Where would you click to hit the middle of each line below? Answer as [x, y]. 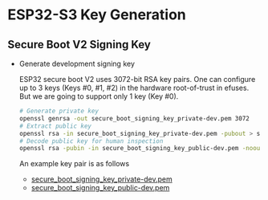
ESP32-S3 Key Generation [97, 15]
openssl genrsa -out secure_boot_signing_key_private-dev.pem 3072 [134, 118]
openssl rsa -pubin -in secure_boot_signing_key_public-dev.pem [129, 149]
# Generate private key [59, 111]
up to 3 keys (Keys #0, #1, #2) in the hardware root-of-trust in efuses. [134, 88]
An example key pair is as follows [74, 164]
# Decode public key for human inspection [91, 141]
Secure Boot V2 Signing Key [79, 45]
